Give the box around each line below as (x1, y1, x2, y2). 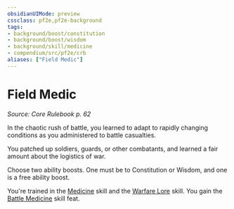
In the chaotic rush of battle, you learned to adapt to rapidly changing (7, 123, 209, 132)
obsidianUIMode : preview (7, 10, 80, 18)
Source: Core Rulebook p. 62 (7, 110, 91, 118)
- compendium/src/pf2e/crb (7, 50, 86, 57)
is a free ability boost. (7, 173, 70, 182)
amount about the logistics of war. (7, 152, 106, 160)
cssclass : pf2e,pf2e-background (7, 17, 102, 24)
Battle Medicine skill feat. (7, 194, 80, 203)
